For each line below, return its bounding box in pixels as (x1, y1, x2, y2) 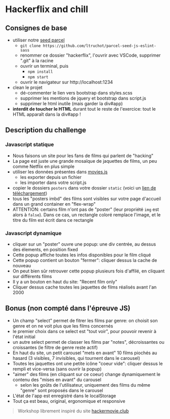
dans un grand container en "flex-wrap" (12, 201, 96, 207)
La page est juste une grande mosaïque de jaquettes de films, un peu (12, 158, 157, 164)
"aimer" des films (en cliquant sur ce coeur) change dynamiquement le (12, 371, 161, 377)
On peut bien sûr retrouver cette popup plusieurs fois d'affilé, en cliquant (12, 268, 165, 274)
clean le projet (12, 84, 43, 90)
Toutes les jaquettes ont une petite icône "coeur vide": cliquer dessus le (12, 360, 163, 366)
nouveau (12, 262, 31, 268)
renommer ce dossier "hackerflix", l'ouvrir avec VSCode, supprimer (20, 52, 161, 58)
